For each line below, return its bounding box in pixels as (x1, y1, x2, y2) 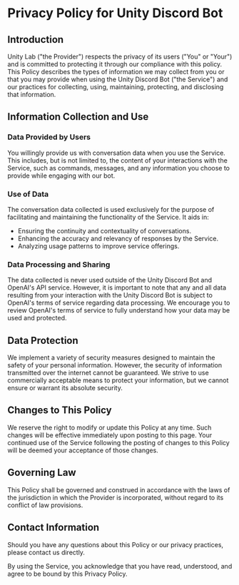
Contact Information (7, 522, 100, 534)
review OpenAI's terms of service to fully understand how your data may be (7, 306, 230, 315)
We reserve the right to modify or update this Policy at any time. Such (7, 423, 212, 432)
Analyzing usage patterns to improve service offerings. (17, 241, 180, 250)
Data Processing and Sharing (7, 259, 111, 269)
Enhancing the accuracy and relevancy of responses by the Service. (17, 234, 219, 243)
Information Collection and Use (7, 111, 149, 123)
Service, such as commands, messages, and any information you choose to (7, 163, 230, 172)
